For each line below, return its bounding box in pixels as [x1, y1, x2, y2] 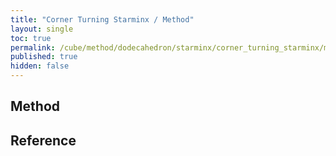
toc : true [10, 33, 52, 43]
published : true [10, 52, 78, 62]
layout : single [10, 24, 74, 34]
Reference [10, 132, 77, 149]
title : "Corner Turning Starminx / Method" [10, 14, 195, 25]
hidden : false [10, 61, 70, 71]
